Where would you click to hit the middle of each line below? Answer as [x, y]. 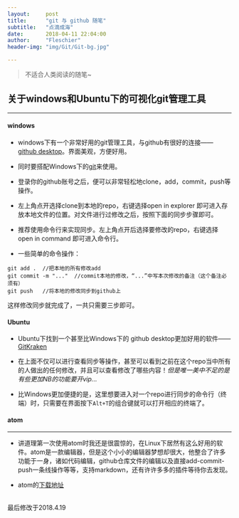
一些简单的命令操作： [49, 254]
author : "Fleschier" [44, 41]
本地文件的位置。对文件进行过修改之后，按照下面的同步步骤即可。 [121, 215]
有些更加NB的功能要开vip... [57, 379]
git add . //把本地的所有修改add [54, 269]
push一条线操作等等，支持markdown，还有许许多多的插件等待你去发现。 [124, 470]
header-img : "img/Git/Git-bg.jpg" [59, 47]
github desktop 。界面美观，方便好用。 [74, 152]
